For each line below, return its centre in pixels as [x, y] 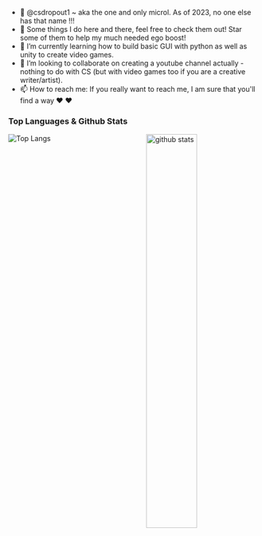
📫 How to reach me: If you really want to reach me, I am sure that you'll [138, 89]
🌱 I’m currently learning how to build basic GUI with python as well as [133, 46]
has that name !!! [47, 21]
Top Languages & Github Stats [68, 121]
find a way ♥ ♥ [46, 100]
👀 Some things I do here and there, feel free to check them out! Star [131, 29]
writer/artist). [41, 80]
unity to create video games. [66, 55]
